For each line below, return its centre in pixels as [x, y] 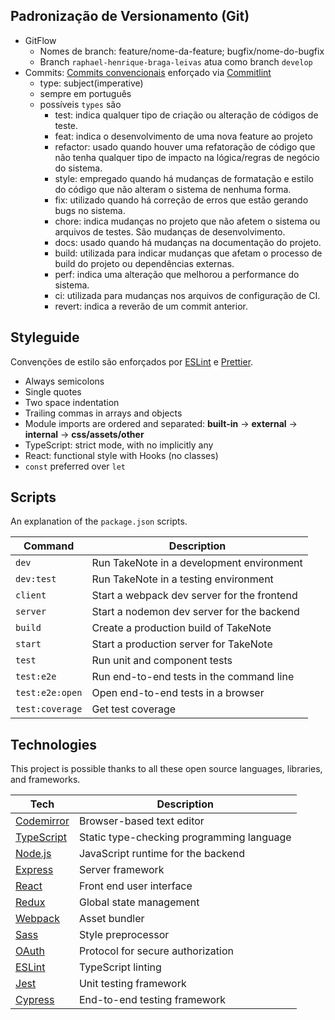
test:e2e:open [49, 693]
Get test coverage [134, 709]
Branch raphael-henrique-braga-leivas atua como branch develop [176, 61]
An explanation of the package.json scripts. [99, 521]
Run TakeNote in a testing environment [182, 579]
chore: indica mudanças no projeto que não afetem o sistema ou [187, 221]
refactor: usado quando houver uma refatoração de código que [185, 146]
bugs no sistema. [90, 210]
